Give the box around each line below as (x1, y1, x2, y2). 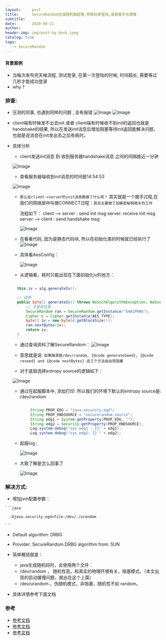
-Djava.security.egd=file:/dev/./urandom (9, 514, 97, 519)
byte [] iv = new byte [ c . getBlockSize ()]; (25, 318, 113, 323)
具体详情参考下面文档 (12, 591, 56, 597)
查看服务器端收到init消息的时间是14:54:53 (19, 174, 105, 180)
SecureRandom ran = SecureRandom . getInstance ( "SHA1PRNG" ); (25, 309, 150, 314)
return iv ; (25, 327, 49, 332)
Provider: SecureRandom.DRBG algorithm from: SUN (12, 541, 120, 547)
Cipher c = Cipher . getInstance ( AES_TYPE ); (25, 314, 115, 319)
